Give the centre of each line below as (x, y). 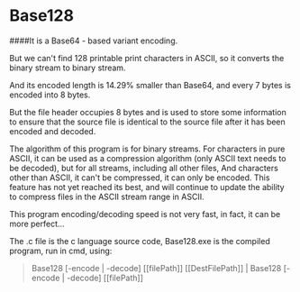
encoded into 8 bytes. (50, 95)
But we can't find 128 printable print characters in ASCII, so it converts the (147, 58)
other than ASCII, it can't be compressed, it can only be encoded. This (140, 178)
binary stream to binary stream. (68, 68)
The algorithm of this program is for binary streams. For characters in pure (147, 149)
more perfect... (37, 224)
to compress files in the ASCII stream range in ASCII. (107, 196)
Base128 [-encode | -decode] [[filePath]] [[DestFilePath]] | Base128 (156, 268)
